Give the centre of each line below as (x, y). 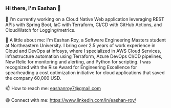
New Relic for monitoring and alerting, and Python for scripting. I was (78, 62)
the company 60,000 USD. (33, 78)
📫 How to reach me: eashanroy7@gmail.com (53, 89)
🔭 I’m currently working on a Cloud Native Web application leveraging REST (85, 19)
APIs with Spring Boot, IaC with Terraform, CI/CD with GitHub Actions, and (84, 25)
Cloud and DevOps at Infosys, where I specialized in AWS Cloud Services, (83, 51)
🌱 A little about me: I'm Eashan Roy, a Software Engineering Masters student (86, 40)
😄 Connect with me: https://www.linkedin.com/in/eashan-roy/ (71, 100)
